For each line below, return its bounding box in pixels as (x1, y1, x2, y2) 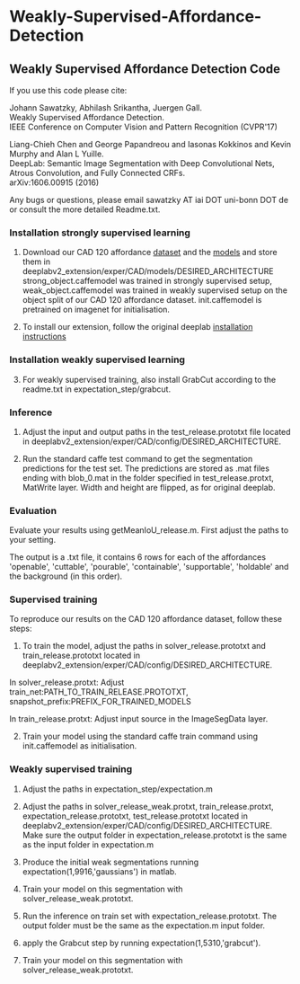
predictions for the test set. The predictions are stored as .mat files (22, 463, 269, 474)
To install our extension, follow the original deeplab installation (22, 322, 253, 332)
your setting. (9, 535, 57, 545)
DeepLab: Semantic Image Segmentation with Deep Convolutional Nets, (9, 158, 276, 168)
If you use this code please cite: (9, 85, 128, 95)
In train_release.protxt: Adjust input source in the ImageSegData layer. (9, 714, 269, 724)
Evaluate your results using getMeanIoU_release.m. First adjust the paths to (9, 525, 289, 536)
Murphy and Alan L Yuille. (9, 148, 105, 159)
